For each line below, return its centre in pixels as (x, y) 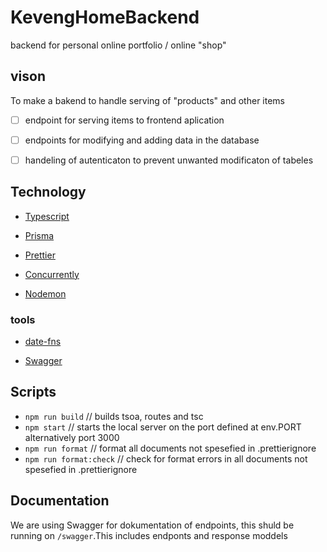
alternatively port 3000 (72, 437)
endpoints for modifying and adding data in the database (142, 140)
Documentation (60, 501)
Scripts (33, 392)
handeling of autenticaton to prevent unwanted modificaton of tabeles (169, 160)
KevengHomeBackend (105, 17)
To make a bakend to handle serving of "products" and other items (147, 100)
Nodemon (45, 293)
